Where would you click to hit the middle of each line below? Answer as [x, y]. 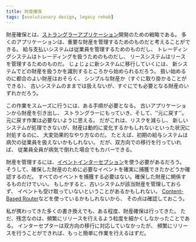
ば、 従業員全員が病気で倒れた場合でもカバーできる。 [71, 149]
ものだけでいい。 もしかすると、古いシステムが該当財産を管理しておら [96, 184]
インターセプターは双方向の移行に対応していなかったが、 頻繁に [95, 226]
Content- [173, 191]
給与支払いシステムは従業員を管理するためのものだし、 [89, 49]
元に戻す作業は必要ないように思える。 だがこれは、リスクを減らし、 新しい [97, 120]
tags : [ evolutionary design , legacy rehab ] [60, 17]
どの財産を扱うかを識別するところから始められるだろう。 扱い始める [104, 71]
